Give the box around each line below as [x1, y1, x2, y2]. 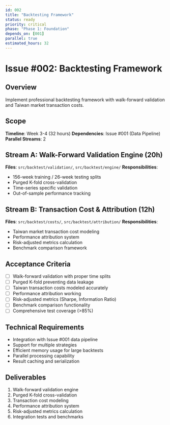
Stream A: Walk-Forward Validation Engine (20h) [5, 150, 163, 159]
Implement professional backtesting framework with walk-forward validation [5, 97, 165, 103]
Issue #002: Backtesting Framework [5, 62, 162, 74]
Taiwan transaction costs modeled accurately [12, 285, 108, 291]
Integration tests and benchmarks [12, 414, 84, 420]
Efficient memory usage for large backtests [12, 347, 103, 353]
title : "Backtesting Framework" [5, 12, 74, 17]
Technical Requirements [5, 323, 84, 332]
